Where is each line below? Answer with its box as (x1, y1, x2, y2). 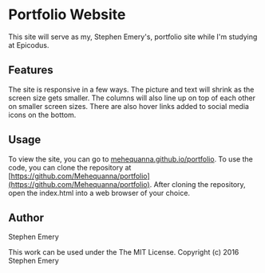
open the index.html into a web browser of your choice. (8, 188, 190, 197)
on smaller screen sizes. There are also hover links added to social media (8, 101, 250, 111)
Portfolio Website (8, 6, 126, 24)
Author (8, 211, 44, 224)
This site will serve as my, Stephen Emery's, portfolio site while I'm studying (8, 32, 258, 41)
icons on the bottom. (8, 110, 77, 119)
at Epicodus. (8, 40, 49, 49)
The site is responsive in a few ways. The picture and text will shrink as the (8, 84, 255, 94)
